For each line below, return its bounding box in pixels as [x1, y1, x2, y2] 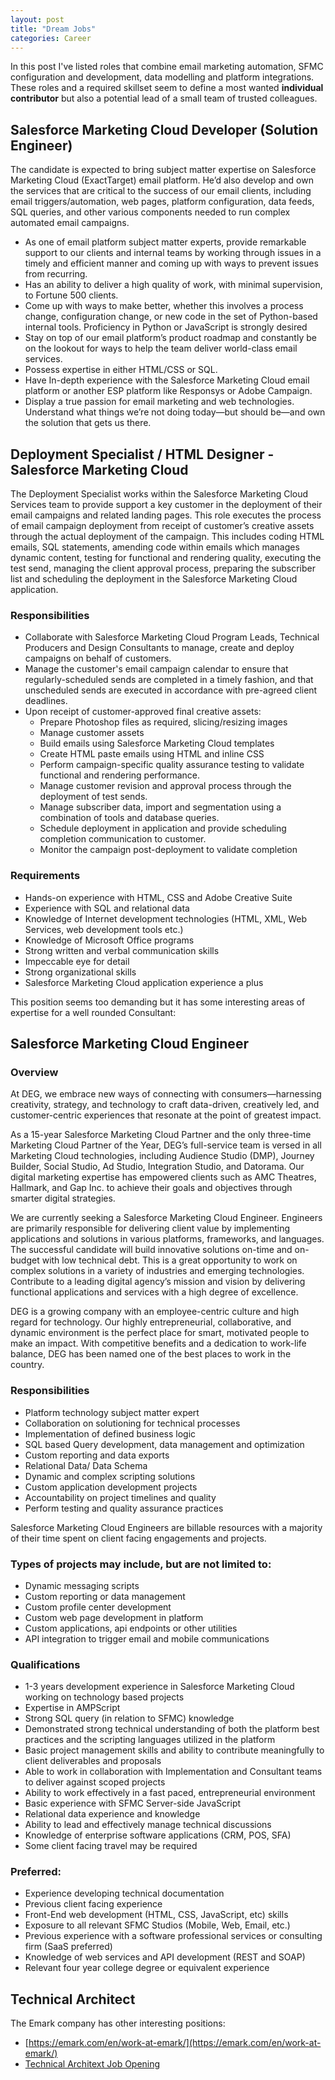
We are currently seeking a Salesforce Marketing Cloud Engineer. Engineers [10, 1212, 323, 1224]
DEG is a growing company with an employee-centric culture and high [10, 1306, 300, 1318]
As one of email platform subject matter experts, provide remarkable [24, 236, 307, 248]
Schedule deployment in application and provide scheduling [39, 822, 287, 835]
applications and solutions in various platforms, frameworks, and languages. [10, 1233, 325, 1245]
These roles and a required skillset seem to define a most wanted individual [10, 82, 324, 94]
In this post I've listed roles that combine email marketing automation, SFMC [10, 61, 324, 73]
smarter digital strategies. [10, 1192, 116, 1205]
